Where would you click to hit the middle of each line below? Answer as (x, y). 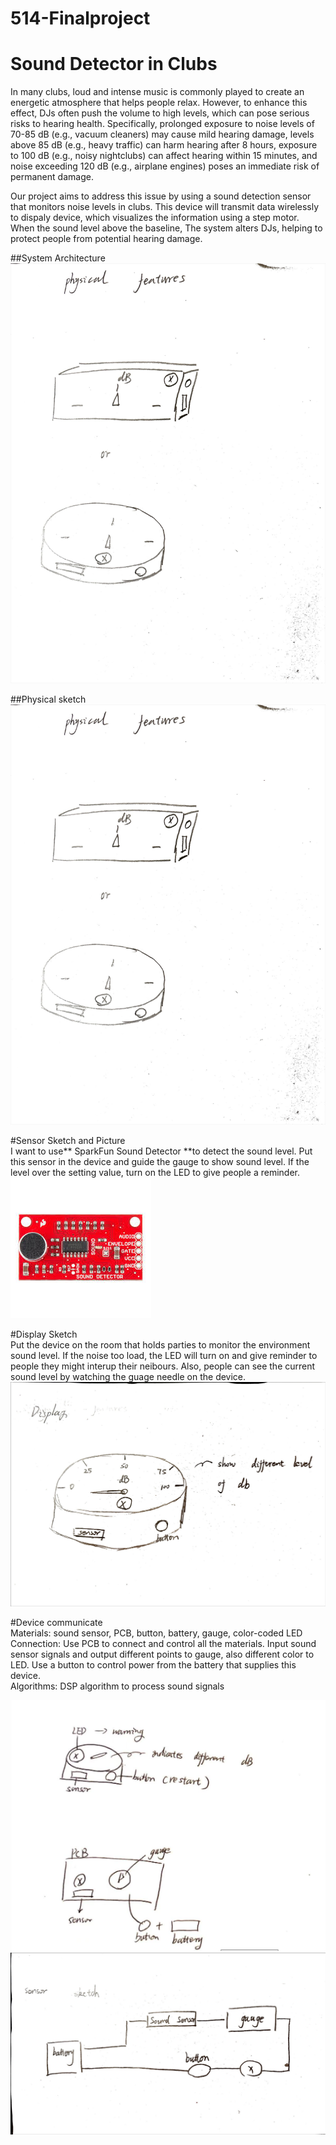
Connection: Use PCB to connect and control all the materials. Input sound (163, 1643)
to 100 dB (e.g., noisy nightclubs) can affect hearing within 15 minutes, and (164, 156)
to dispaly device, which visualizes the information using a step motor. (155, 218)
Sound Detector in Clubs (114, 64)
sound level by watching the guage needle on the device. (128, 1377)
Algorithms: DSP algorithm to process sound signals (117, 1686)
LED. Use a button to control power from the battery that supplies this (153, 1664)
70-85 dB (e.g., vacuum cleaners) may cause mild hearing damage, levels (162, 134)
